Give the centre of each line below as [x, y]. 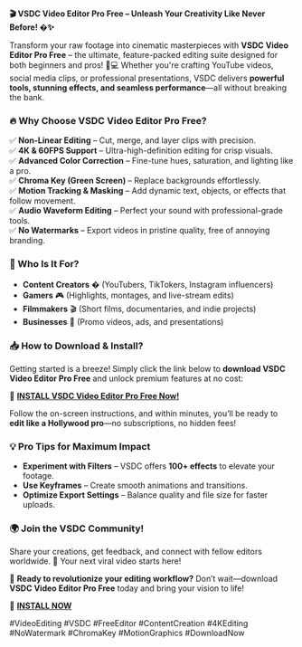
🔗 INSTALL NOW [41, 606]
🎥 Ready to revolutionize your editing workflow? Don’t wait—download [144, 579]
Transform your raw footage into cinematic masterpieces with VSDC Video [149, 45]
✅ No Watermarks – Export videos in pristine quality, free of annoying [140, 231]
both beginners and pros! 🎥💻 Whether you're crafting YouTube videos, [142, 65]
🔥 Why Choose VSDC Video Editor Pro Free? [108, 120]
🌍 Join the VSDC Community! [77, 528]
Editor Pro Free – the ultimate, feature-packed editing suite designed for [144, 55]
